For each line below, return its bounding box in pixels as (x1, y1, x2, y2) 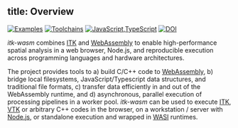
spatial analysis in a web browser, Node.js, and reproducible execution (7, 46, 214, 54)
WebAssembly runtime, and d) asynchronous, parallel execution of (7, 90, 202, 98)
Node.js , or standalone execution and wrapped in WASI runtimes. (7, 112, 198, 121)
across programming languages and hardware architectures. (7, 53, 185, 62)
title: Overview (7, 6, 75, 18)
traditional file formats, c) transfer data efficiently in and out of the (7, 82, 201, 91)
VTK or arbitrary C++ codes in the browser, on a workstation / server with (7, 105, 224, 113)
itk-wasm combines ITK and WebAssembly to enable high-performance (7, 38, 217, 47)
